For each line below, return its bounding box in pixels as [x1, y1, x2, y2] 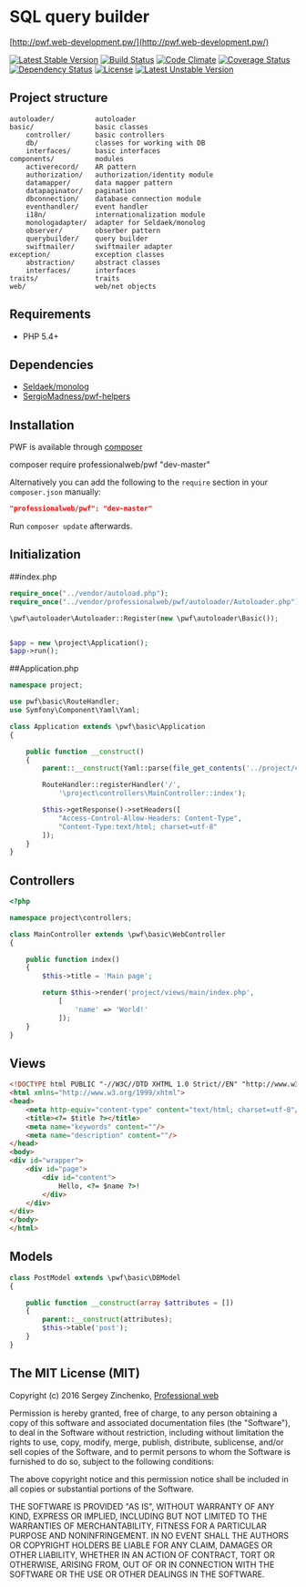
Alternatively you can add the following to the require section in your [9, 476, 269, 488]
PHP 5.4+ [22, 331, 59, 342]
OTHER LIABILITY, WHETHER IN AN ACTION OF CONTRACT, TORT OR [9, 1549, 275, 1560]
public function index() [25, 955, 120, 964]
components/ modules [9, 154, 125, 163]
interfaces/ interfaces [25, 266, 137, 275]
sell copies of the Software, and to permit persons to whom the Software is [9, 1446, 291, 1457]
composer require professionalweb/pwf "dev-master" [9, 459, 211, 470]
